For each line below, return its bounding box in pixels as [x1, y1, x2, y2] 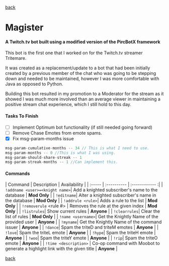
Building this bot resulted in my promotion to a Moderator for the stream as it [5, 91, 164, 97]
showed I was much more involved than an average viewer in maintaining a [5, 96, 161, 102]
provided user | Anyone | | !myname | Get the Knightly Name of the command [5, 219, 162, 225]
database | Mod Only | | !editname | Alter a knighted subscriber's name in [5, 192, 156, 198]
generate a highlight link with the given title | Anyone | [5, 246, 118, 252]
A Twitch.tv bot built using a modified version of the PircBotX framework [5, 39, 160, 45]
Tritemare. [5, 55, 27, 61]
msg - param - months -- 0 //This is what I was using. [5, 150, 116, 155]
